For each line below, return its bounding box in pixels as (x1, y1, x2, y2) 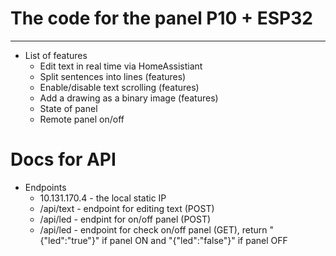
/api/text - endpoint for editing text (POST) (39, 202, 215, 214)
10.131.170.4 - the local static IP (39, 192, 167, 204)
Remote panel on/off (39, 113, 125, 125)
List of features (24, 49, 88, 61)
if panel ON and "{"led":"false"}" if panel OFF (101, 234, 288, 246)
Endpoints (24, 181, 67, 193)
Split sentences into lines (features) (39, 70, 187, 82)
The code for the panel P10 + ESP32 (10, 7, 313, 30)
